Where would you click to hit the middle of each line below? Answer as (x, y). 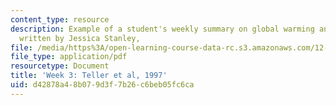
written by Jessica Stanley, (80, 38)
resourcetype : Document (60, 66)
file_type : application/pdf (69, 57)
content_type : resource (60, 19)
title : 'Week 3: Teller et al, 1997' (89, 76)
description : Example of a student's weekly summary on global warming (162, 29)
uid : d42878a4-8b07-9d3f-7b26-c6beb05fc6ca (102, 85)
